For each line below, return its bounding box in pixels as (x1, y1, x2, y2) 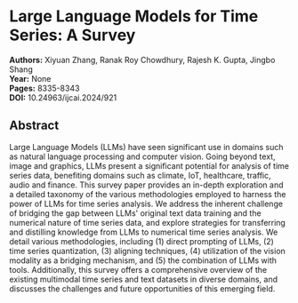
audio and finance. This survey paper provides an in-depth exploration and (9, 179, 284, 190)
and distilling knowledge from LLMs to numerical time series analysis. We (9, 227, 278, 237)
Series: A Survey (9, 25, 136, 45)
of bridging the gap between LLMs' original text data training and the (9, 207, 262, 219)
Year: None (9, 73, 52, 84)
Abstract (9, 118, 60, 133)
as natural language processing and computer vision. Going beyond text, (9, 151, 276, 162)
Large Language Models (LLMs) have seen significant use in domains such (9, 141, 284, 152)
